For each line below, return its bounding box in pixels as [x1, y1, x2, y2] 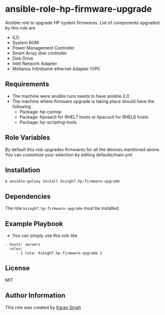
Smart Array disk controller [12, 50, 67, 56]
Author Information [5, 291, 66, 300]
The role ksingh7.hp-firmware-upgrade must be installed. [5, 205, 120, 211]
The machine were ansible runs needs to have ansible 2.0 [12, 93, 130, 99]
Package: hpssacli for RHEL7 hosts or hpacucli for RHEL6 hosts [19, 114, 149, 120]
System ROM [12, 39, 39, 45]
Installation [5, 166, 40, 174]
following [12, 103, 31, 109]
